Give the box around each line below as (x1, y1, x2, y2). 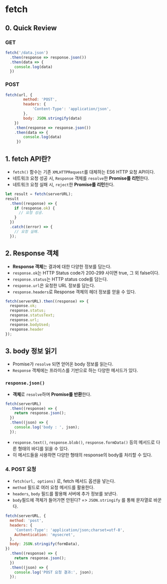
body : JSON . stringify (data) (23, 116, 82, 121)
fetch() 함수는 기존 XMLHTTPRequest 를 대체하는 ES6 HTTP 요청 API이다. (12, 169, 155, 175)
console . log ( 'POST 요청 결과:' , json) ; (14, 569, 94, 575)
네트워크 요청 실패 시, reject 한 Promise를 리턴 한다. (12, 181, 115, 187)
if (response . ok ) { (14, 205, 55, 210)
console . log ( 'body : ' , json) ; (14, 425, 80, 430)
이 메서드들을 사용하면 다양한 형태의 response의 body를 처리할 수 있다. (12, 452, 152, 458)
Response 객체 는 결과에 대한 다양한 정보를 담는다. (12, 263, 112, 270)
